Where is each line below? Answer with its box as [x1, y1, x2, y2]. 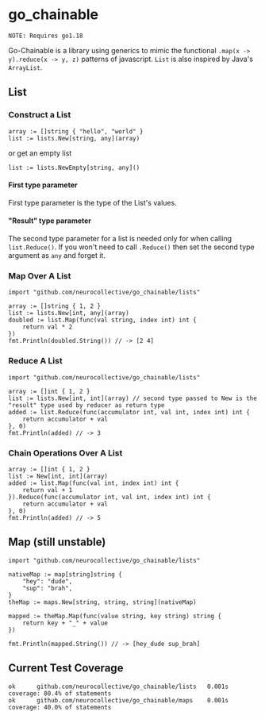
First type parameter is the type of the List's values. [8, 198, 177, 207]
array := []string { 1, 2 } [8, 302, 102, 310]
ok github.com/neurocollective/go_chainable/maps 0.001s [8, 696, 229, 704]
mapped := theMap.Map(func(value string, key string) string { [8, 612, 222, 620]
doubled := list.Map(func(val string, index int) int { [8, 316, 197, 325]
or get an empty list [8, 148, 72, 158]
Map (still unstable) [8, 536, 106, 549]
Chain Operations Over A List [8, 447, 123, 458]
